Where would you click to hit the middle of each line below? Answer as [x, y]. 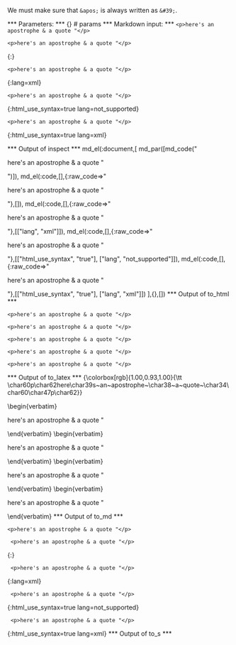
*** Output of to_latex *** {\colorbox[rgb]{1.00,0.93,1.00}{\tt [95, 377]
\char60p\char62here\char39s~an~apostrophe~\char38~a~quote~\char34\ [118, 385]
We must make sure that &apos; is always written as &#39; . [92, 10]
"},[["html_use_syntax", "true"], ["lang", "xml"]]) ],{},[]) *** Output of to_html [118, 294]
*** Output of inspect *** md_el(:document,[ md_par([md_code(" [102, 149]
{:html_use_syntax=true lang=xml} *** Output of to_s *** [90, 634]
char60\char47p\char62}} [45, 392]
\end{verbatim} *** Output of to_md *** [65, 516]
